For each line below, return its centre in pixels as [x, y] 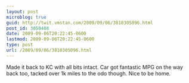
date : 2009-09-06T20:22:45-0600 [46, 34]
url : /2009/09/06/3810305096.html [49, 50]
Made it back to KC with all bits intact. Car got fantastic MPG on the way [95, 67]
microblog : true [26, 17]
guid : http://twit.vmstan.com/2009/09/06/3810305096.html [80, 23]
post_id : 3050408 [28, 28]
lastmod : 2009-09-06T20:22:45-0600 [50, 39]
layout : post [22, 12]
